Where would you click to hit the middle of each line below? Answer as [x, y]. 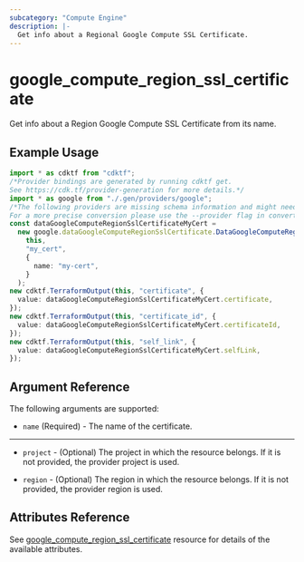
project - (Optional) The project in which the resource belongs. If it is [152, 452]
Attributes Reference [70, 518]
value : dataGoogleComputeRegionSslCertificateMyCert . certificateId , [149, 325]
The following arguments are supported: [85, 409]
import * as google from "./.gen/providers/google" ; [111, 199]
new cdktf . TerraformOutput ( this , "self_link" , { [103, 342]
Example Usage [54, 152]
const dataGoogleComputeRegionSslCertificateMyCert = [113, 224]
